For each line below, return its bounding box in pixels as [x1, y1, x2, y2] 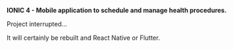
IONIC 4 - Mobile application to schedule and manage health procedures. [6, 6, 227, 14]
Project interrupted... [6, 20, 68, 28]
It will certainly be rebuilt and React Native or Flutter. [6, 33, 161, 42]
